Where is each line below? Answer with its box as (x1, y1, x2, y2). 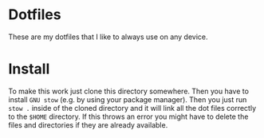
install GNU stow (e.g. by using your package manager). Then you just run (8, 94, 247, 104)
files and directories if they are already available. (8, 120, 168, 129)
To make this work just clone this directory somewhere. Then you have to (8, 86, 250, 96)
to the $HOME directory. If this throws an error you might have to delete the (8, 112, 249, 121)
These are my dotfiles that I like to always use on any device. (8, 32, 209, 41)
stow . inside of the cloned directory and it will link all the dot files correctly (8, 103, 257, 112)
